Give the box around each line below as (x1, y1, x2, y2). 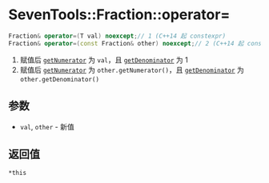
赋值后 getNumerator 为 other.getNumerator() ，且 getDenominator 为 (19, 65, 244, 74)
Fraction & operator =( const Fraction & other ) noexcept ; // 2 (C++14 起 (8, 39, 244, 47)
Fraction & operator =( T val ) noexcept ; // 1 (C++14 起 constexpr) (8, 32, 227, 40)
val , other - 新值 (19, 121, 74, 131)
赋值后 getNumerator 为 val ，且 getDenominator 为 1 (19, 54, 188, 65)
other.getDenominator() (19, 75, 100, 83)
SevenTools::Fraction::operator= (8, 6, 231, 24)
